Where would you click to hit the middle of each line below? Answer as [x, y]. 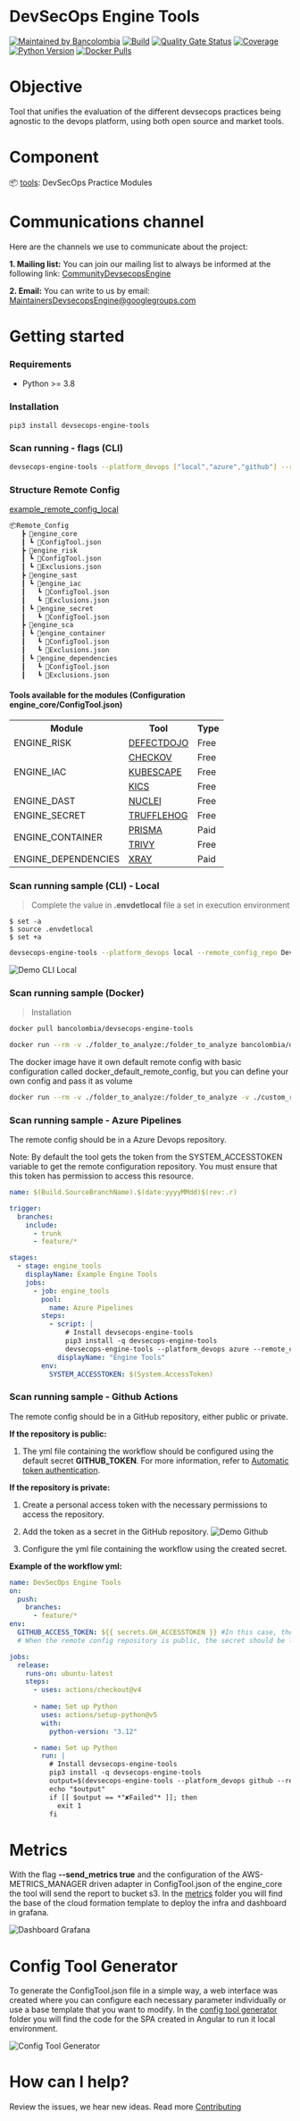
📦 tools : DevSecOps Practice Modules [81, 182]
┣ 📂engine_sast [49, 575]
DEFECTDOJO [158, 742]
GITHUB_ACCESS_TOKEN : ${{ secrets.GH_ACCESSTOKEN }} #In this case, [147, 1632]
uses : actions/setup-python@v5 [100, 1714]
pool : [52, 1299]
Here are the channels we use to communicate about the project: [129, 247]
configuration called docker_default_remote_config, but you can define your [149, 1071]
